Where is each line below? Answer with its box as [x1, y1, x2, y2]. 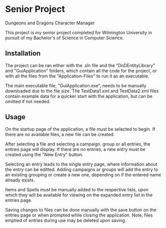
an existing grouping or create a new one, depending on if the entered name [5, 171, 162, 177]
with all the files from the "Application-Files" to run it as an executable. [5, 73, 150, 79]
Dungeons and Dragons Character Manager [5, 20, 95, 26]
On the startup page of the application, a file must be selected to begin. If [5, 126, 156, 132]
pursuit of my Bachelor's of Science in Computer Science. [5, 35, 124, 41]
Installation [5, 49, 41, 58]
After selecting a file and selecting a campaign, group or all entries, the [5, 141, 151, 147]
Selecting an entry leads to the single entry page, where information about [5, 161, 158, 167]
